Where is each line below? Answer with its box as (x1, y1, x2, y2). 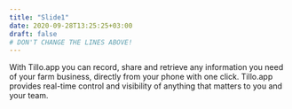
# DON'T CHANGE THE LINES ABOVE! (9, 37, 133, 47)
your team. (9, 90, 49, 101)
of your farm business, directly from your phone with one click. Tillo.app (9, 72, 273, 82)
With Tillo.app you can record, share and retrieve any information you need (9, 62, 284, 73)
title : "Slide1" (9, 12, 69, 22)
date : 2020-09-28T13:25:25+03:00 (9, 21, 133, 30)
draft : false (9, 29, 58, 38)
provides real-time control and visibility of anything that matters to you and (9, 81, 282, 91)
